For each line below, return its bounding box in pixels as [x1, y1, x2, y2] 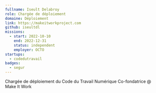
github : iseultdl [5, 25, 40, 30]
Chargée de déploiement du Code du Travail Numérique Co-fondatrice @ [5, 79, 152, 84]
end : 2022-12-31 [14, 39, 47, 43]
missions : [5, 29, 25, 34]
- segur [9, 66, 25, 70]
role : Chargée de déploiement [5, 12, 66, 16]
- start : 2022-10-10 [9, 34, 51, 39]
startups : [5, 52, 25, 57]
